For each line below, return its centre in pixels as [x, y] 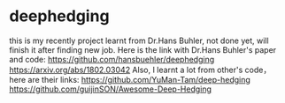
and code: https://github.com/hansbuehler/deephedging [112, 59]
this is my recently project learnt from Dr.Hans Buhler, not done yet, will [139, 40]
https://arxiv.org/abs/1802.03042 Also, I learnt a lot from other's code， [140, 70]
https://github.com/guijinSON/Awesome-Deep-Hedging [111, 89]
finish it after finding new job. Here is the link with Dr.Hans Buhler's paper [143, 49]
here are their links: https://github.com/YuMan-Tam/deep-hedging [130, 79]
